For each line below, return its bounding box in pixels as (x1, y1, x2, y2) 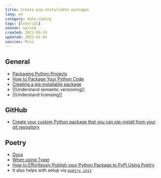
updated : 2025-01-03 (5, 35, 48, 40)
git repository (12, 124, 40, 130)
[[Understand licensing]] (12, 92, 63, 98)
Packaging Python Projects (12, 71, 67, 76)
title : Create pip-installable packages (5, 7, 90, 12)
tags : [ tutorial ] (5, 21, 41, 26)
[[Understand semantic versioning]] (12, 86, 85, 92)
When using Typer (12, 157, 50, 163)
